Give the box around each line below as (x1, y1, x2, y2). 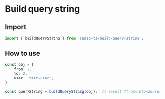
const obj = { (5, 62, 34, 67)
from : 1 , (14, 67, 32, 72)
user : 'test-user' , (14, 76, 54, 81)
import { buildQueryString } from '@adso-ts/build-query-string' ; (5, 36, 144, 40)
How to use (5, 49, 40, 58)
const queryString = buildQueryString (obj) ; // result (5, 89, 122, 94)
